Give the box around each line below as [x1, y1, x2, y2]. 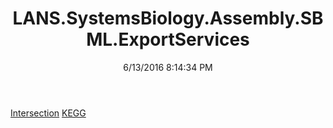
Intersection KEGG [10, 107, 87, 119]
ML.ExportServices [86, 28, 250, 51]
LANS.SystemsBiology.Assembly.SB [12, 7, 324, 30]
